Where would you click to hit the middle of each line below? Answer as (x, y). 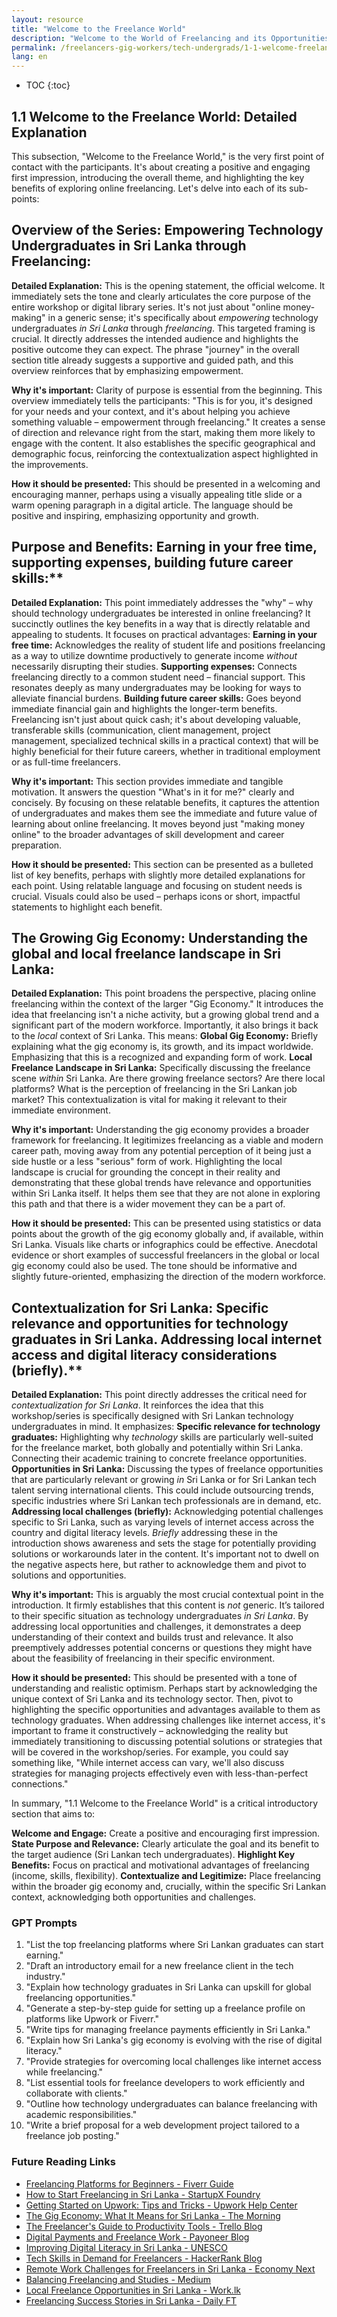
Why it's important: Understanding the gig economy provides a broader (160, 1130)
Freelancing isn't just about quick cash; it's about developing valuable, (156, 719)
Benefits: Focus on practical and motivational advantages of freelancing (160, 1865)
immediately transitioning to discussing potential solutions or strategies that (167, 1742)
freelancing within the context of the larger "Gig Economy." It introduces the (167, 1004)
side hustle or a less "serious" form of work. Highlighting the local (147, 1162)
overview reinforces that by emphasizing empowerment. (127, 370)
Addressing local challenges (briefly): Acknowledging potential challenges (167, 1512)
